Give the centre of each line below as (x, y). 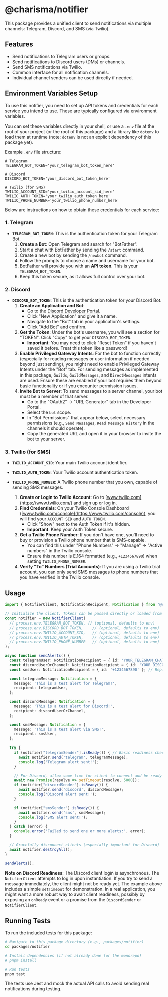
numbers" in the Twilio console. (60, 551)
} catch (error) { (29, 827)
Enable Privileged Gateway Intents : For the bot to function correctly (90, 354)
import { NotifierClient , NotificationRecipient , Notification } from (80, 605)
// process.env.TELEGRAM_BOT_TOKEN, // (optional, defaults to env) (82, 623)
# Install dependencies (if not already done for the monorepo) (73, 956)
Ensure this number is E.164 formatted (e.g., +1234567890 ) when (92, 556)
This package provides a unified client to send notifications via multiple (78, 23)
